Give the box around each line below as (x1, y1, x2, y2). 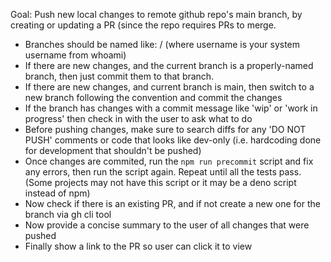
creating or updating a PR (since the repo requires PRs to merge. (10, 19, 277, 31)
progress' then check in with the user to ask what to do (24, 113, 253, 124)
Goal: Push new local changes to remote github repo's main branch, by (10, 9, 303, 20)
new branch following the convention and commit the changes (24, 92, 283, 103)
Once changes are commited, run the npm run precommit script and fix (24, 155, 314, 167)
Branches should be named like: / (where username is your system (24, 39, 301, 50)
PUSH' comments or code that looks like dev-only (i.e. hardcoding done (24, 134, 322, 146)
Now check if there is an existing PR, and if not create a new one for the (24, 198, 321, 209)
